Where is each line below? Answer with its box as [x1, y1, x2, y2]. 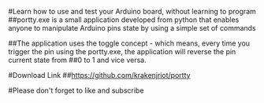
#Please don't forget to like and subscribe [8, 86, 144, 95]
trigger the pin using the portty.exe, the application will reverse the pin [8, 47, 236, 56]
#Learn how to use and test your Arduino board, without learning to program [8, 7, 256, 16]
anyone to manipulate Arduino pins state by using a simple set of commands [8, 24, 256, 32]
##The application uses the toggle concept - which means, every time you [8, 39, 251, 48]
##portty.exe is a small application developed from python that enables [8, 15, 240, 24]
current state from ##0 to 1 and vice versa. [8, 55, 147, 64]
